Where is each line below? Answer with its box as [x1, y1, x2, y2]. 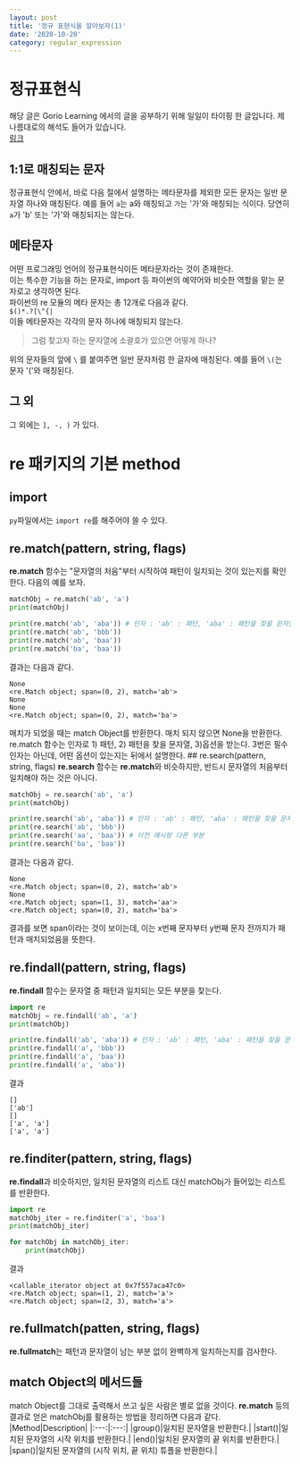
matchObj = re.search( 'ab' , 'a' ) [9, 790, 134, 799]
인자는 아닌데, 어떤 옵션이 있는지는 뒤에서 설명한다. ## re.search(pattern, [9, 750, 266, 761]
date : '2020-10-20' [9, 29, 82, 38]
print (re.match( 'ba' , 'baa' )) [9, 644, 122, 653]
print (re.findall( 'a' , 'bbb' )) [9, 1044, 126, 1053]
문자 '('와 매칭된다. [9, 365, 74, 375]
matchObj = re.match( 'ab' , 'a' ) [9, 595, 129, 604]
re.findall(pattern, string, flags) [9, 960, 187, 975]
